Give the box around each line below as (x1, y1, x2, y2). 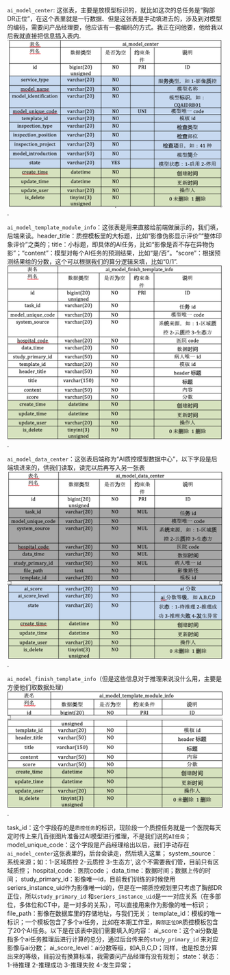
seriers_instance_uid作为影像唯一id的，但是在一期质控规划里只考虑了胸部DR (7, 884, 222, 892)
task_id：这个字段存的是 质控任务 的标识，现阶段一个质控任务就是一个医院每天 (7, 823, 221, 832)
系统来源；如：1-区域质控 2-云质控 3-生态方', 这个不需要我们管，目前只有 (7, 858, 214, 867)
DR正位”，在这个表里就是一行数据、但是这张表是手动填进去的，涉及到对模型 (7, 14, 222, 23)
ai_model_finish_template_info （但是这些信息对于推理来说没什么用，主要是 (7, 674, 222, 682)
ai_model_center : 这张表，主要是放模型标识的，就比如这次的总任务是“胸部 (7, 6, 216, 14)
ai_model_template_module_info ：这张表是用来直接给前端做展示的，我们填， (7, 223, 222, 231)
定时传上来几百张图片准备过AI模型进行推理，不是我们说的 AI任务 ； (7, 832, 192, 840)
